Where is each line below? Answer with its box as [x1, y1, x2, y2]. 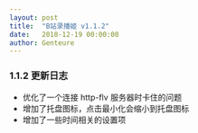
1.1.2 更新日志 [9, 69, 69, 82]
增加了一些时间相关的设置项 [22, 114, 127, 125]
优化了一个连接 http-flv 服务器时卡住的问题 [22, 92, 183, 102]
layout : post [9, 13, 59, 22]
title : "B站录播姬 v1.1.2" [9, 22, 110, 31]
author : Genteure [9, 38, 75, 48]
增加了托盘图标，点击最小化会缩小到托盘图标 [22, 102, 190, 113]
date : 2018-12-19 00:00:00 [9, 30, 119, 39]
